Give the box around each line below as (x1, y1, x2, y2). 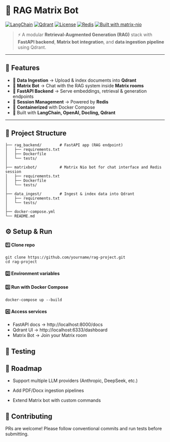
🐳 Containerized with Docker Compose (12, 104, 95, 110)
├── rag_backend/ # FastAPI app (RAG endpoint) (5, 142, 123, 148)
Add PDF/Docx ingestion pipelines (12, 388, 84, 394)
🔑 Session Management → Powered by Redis (12, 98, 109, 105)
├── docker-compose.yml (5, 209, 56, 214)
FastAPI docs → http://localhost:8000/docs (12, 322, 103, 328)
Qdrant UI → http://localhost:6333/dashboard (12, 327, 108, 333)
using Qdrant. (17, 44, 47, 50)
